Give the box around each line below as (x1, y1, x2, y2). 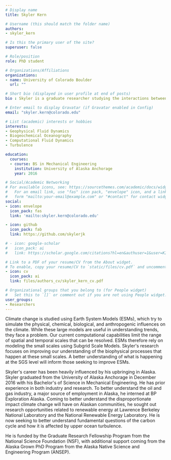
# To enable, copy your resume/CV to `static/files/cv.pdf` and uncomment (5, 264, 167, 270)
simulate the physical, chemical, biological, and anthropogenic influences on (5, 321, 166, 327)
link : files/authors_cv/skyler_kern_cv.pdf (10, 278, 103, 284)
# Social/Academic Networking (5, 180, 70, 185)
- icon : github (5, 222, 38, 227)
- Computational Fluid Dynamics (5, 138, 74, 143)
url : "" (10, 82, 26, 87)
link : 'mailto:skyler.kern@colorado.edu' (10, 213, 99, 218)
